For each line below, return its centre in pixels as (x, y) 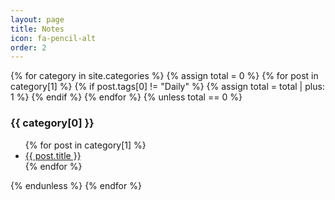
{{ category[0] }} (52, 123)
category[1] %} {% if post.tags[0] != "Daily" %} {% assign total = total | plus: (167, 87)
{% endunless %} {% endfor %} (76, 185)
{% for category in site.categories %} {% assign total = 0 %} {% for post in (164, 76)
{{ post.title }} (53, 155)
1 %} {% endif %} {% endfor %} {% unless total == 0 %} (126, 97)
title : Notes (37, 29)
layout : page (37, 19)
